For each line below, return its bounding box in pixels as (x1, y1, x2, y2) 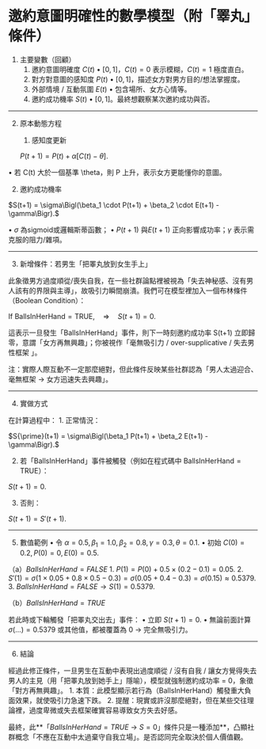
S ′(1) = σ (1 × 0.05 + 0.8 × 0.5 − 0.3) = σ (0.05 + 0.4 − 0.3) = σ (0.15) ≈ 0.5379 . (8, 573, 256, 583)
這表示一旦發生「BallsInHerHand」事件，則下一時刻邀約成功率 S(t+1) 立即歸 (8, 328, 256, 337)
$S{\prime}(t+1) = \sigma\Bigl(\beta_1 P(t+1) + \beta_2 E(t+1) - (8, 431, 208, 440)
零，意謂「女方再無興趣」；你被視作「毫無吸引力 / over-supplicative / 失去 (8, 337, 248, 347)
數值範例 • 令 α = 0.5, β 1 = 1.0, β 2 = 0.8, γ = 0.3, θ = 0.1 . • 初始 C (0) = (19, 538, 245, 549)
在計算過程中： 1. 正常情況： (8, 415, 101, 424)
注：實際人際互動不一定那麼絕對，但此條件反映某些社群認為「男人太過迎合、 (8, 364, 258, 374)
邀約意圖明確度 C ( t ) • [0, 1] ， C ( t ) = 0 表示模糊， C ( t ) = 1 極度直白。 (31, 64, 249, 74)
